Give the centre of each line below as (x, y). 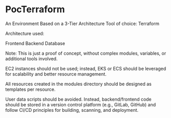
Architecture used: (25, 33)
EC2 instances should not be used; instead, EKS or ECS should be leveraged (86, 68)
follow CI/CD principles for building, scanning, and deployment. (72, 110)
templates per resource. (31, 89)
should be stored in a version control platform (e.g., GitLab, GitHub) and (81, 104)
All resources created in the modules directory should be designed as (78, 84)
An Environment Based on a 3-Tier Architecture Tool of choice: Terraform (82, 23)
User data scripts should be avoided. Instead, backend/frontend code (78, 99)
